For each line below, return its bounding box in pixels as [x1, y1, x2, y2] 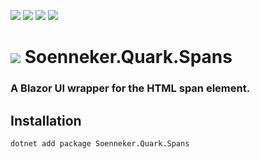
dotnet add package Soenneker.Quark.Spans [10, 138, 190, 149]
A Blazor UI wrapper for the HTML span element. [10, 81, 251, 95]
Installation [10, 112, 82, 129]
